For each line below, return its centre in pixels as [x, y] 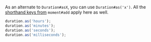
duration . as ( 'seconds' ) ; [30, 30]
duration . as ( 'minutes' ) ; [30, 26]
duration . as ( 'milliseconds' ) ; [36, 35]
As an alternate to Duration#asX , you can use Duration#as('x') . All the [75, 7]
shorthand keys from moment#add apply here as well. [57, 12]
